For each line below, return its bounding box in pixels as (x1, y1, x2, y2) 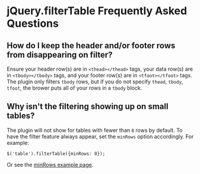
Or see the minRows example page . (7, 161, 94, 168)
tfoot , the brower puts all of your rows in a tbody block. (7, 84, 142, 91)
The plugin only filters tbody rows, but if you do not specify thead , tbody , (7, 78, 183, 85)
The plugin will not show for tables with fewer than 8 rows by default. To (7, 126, 183, 134)
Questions (7, 17, 59, 30)
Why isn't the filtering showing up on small (7, 102, 169, 112)
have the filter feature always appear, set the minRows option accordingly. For (7, 132, 194, 140)
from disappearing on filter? (7, 49, 113, 60)
